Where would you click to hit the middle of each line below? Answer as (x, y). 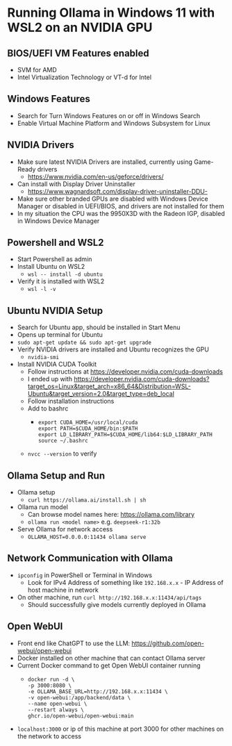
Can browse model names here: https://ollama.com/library (111, 515)
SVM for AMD (37, 70)
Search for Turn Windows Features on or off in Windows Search (109, 115)
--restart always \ (56, 710)
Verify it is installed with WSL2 (61, 281)
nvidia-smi (43, 358)
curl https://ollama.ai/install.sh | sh (87, 500)
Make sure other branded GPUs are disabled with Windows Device (113, 199)
